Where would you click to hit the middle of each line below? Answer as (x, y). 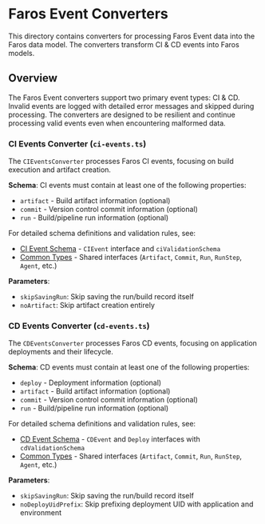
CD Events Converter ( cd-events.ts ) (79, 326)
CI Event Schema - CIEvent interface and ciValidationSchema (120, 249)
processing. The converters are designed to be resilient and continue (122, 114)
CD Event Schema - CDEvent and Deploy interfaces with (110, 439)
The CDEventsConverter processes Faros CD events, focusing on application (133, 343)
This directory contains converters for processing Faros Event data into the (132, 36)
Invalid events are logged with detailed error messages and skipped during (131, 106)
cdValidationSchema (52, 449)
